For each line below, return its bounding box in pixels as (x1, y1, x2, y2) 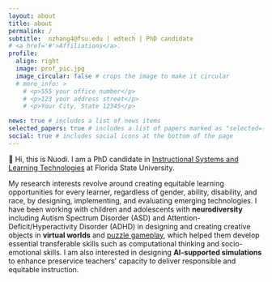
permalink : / (8, 27, 53, 35)
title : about (8, 19, 53, 28)
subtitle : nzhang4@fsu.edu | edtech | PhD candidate (8, 34, 194, 43)
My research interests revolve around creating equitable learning (8, 178, 225, 188)
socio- (221, 238, 243, 248)
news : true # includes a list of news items (8, 117, 161, 126)
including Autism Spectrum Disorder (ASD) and (8, 212, 166, 223)
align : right (15, 58, 60, 66)
